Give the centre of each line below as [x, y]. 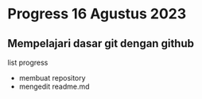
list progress [28, 62]
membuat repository [52, 78]
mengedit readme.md [54, 86]
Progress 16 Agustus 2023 [97, 14]
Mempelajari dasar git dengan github [101, 44]
